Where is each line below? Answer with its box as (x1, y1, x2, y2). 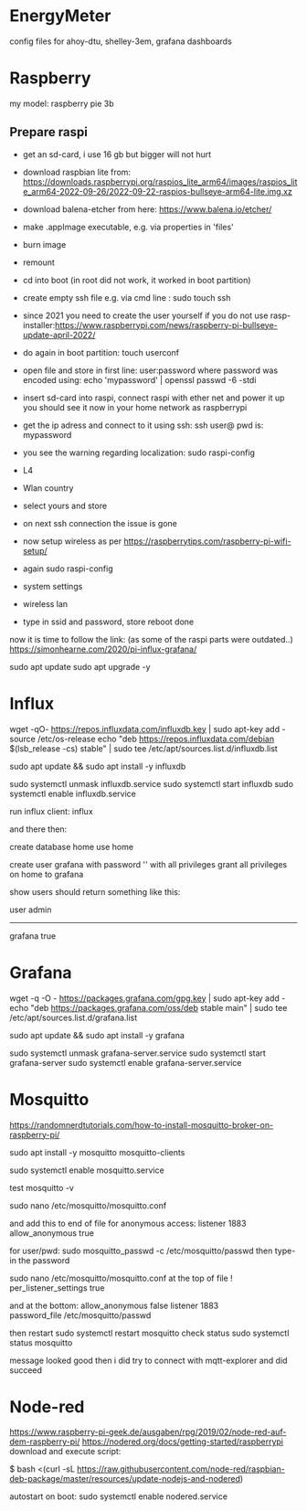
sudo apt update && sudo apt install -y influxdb (9, 761, 186, 771)
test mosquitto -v (9, 1182, 75, 1193)
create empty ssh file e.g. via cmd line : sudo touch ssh (22, 292, 231, 303)
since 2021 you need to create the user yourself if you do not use (22, 310, 269, 321)
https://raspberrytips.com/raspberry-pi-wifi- (122, 536, 291, 547)
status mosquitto (9, 1336, 73, 1348)
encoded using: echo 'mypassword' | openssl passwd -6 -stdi (22, 374, 257, 385)
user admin (9, 904, 52, 915)
